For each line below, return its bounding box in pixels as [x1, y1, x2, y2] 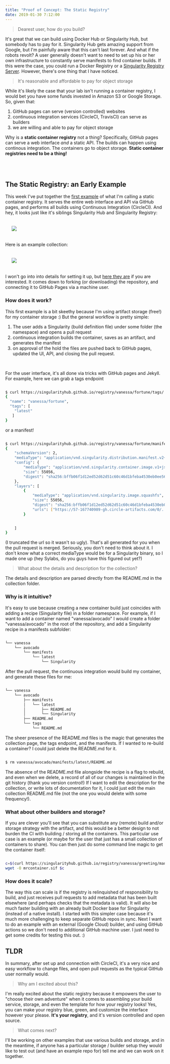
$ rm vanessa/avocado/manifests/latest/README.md [5, 759, 112, 764]
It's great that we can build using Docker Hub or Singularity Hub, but [5, 36, 148, 42]
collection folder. [5, 580, 40, 587]
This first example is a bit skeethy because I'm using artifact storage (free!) [5, 308, 162, 314]
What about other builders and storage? [5, 808, 106, 815]
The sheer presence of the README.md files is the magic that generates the [5, 735, 164, 741]
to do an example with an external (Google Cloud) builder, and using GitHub [5, 921, 163, 927]
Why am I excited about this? [17, 981, 78, 987]
